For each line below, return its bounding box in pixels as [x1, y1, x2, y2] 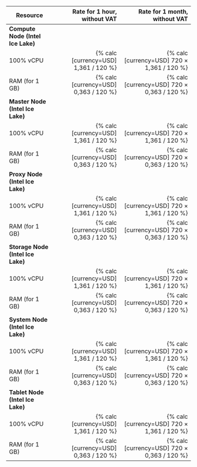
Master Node [9, 98, 46, 105]
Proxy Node [9, 170, 43, 178]
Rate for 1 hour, [72, 8, 117, 15]
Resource [15, 11, 43, 19]
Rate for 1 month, [138, 8, 188, 15]
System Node [9, 315, 48, 324]
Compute [9, 25, 36, 33]
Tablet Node [9, 388, 44, 396]
